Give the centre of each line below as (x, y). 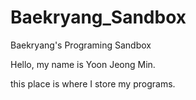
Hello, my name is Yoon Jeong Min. (83, 64)
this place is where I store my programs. (93, 83)
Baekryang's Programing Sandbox (81, 45)
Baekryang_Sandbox (98, 17)
